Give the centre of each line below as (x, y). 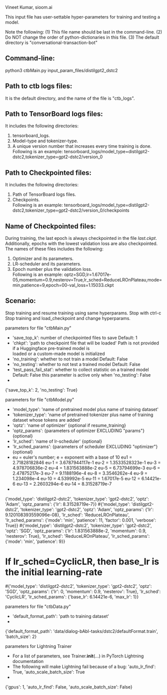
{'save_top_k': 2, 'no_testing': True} (41, 390)
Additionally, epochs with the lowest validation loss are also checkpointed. (82, 244)
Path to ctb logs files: (39, 86)
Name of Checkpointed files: (51, 226)
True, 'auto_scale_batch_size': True (49, 672)
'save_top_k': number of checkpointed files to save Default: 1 (75, 337)
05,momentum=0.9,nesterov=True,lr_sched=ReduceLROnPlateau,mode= (87, 280)
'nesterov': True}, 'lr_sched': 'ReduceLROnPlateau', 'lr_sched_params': (78, 536)
